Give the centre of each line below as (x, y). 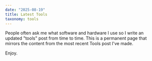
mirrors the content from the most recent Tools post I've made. (69, 44)
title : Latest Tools (26, 14)
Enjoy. (11, 53)
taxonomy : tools (22, 19)
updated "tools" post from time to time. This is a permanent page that (76, 38)
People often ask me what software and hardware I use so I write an (75, 33)
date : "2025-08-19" (25, 10)
